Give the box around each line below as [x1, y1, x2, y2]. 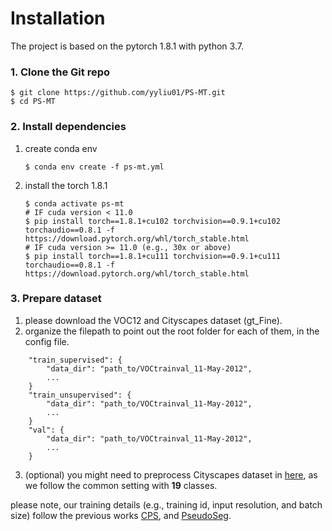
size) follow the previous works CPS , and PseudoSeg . [10, 509, 232, 521]
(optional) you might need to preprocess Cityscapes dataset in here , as [24, 468, 318, 481]
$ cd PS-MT [10, 97, 56, 107]
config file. [24, 335, 70, 347]
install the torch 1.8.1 [24, 179, 108, 191]
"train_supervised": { [28, 355, 123, 365]
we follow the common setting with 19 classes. [24, 479, 218, 491]
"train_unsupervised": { [28, 390, 132, 400]
